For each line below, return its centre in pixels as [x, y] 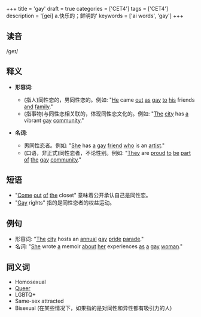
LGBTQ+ [25, 295]
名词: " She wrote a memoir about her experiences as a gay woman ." [99, 246]
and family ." [38, 106]
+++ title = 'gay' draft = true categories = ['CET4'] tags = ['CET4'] [87, 9]
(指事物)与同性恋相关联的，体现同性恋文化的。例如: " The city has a [106, 114]
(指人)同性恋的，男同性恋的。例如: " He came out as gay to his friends [109, 100]
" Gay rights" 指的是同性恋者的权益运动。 [65, 203]
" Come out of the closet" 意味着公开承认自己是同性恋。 [83, 195]
